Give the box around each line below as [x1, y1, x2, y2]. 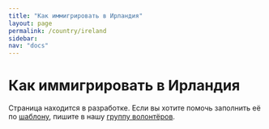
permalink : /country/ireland [8, 27, 107, 35]
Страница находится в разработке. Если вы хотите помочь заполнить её [8, 103, 261, 113]
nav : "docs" [8, 42, 49, 50]
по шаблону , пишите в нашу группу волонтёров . [8, 112, 176, 122]
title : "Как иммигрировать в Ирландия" [8, 11, 143, 20]
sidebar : [8, 34, 38, 43]
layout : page [8, 19, 53, 27]
